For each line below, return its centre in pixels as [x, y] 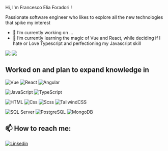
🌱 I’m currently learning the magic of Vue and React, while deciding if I [87, 38]
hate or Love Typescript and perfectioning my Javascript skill [77, 43]
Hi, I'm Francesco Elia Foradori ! [39, 7]
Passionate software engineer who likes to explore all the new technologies [84, 17]
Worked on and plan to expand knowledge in [77, 70]
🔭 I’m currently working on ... [43, 32]
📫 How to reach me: [38, 129]
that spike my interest [28, 23]
